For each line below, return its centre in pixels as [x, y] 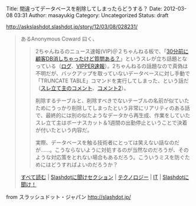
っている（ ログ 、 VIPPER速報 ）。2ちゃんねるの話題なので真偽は [112, 66]
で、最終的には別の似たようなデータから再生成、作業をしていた [113, 115]
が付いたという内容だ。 [64, 130]
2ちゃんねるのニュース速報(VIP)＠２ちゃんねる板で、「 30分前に [112, 51]
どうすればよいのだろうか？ [84, 165]
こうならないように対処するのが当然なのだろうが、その [122, 150]
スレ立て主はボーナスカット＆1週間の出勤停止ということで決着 [111, 123]
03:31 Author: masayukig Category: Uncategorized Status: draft [91, 15]
